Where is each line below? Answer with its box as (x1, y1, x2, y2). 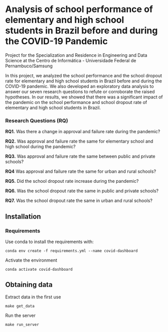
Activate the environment (5, 257, 58, 263)
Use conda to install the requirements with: (5, 239, 94, 245)
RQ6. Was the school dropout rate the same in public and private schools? (5, 188, 159, 194)
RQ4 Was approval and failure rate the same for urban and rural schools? (5, 168, 156, 174)
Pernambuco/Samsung (5, 63, 53, 69)
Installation (5, 212, 41, 220)
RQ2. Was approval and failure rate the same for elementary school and (5, 138, 153, 144)
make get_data (5, 303, 35, 308)
